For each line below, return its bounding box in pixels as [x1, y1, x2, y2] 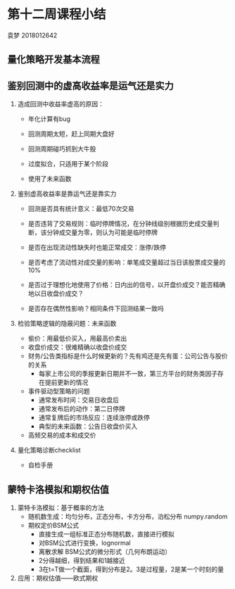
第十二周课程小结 [7, 6, 107, 23]
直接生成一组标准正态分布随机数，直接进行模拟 [38, 529, 174, 538]
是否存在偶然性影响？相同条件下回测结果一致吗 [27, 304, 164, 313]
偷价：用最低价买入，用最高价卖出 [27, 334, 127, 343]
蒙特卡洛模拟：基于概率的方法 [17, 503, 104, 512]
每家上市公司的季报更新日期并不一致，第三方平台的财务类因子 [38, 369, 218, 378]
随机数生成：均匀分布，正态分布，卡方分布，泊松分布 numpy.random [27, 512, 228, 521]
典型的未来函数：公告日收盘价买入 [38, 422, 138, 431]
